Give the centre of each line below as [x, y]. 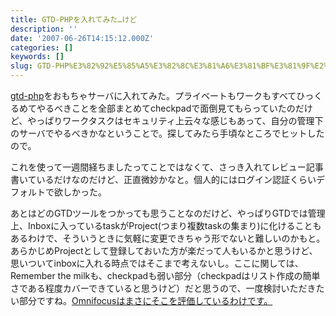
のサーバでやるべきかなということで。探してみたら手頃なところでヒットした [167, 133]
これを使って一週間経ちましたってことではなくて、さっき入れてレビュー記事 [167, 167]
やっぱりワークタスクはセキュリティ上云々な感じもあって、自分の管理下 [175, 120]
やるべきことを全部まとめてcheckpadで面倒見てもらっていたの [166, 108]
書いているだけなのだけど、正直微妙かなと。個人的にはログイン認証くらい [163, 179]
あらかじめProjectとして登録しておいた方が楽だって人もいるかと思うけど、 [164, 250]
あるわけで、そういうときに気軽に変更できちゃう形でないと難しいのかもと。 [168, 238]
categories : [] [42, 47]
